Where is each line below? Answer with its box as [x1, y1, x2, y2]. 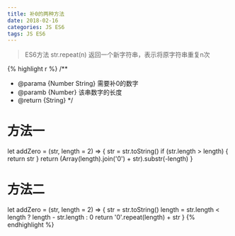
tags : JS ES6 [7, 30, 46, 38]
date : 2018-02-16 [7, 17, 59, 24]
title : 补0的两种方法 [7, 10, 65, 18]
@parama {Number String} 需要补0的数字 [17, 79, 139, 88]
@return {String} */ [17, 96, 74, 105]
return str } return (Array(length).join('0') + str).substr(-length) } [7, 154, 193, 163]
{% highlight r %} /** [7, 64, 69, 73]
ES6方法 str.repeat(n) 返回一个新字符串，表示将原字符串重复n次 [24, 50, 210, 59]
